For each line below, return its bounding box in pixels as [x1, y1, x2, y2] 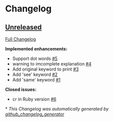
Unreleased [5, 23, 42, 31]
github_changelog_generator [5, 111, 65, 117]
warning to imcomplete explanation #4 [12, 61, 92, 66]
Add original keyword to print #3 [12, 66, 79, 72]
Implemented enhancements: [5, 46, 68, 51]
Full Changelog [5, 36, 36, 42]
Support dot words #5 [12, 55, 58, 61]
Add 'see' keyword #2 [12, 71, 58, 77]
